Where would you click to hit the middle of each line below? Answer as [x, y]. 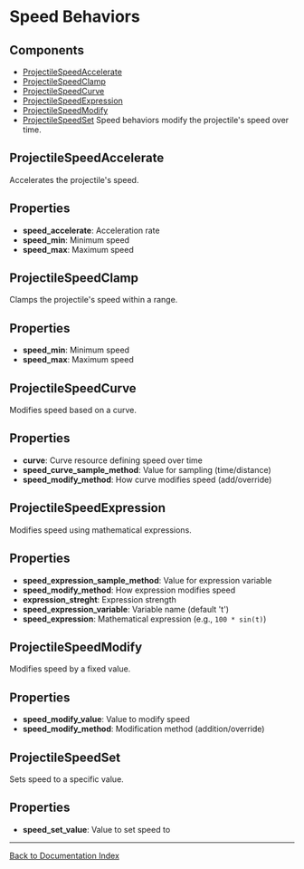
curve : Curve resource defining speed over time [113, 460]
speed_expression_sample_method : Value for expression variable [147, 580]
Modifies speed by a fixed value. [70, 669]
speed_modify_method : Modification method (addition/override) [143, 729]
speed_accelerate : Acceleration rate [91, 230]
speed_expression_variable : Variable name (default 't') [125, 609]
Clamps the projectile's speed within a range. [94, 300]
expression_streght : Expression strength [99, 599]
